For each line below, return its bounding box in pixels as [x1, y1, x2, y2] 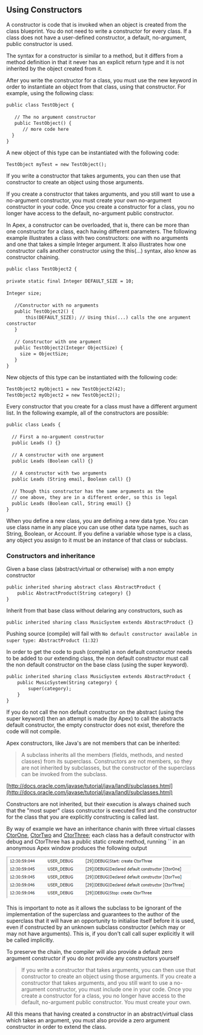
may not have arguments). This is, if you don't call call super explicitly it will [6, 930, 195, 937]
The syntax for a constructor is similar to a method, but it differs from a [6, 52, 183, 59]
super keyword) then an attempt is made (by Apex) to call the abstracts [6, 715, 184, 722]
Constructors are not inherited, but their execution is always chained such [6, 800, 191, 808]
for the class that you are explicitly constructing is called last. [6, 813, 159, 820]
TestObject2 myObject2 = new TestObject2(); [6, 392, 121, 398]
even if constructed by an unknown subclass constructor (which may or [6, 924, 186, 931]
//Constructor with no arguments [14, 302, 99, 308]
